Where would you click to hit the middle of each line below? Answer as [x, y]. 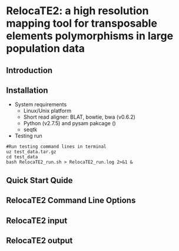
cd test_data [22, 157]
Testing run [28, 136]
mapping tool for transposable [82, 23]
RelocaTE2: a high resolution [77, 11]
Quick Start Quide [39, 180]
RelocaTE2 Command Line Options [71, 201]
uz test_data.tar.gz [32, 152]
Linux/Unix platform [47, 111]
